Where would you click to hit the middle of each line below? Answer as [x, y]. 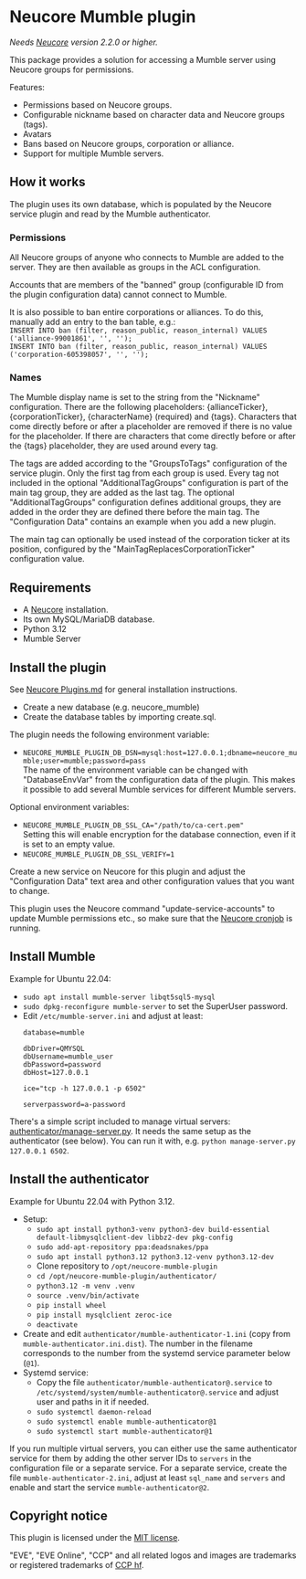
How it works [47, 182]
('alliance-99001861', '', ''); [71, 339]
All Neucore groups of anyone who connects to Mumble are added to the [147, 258]
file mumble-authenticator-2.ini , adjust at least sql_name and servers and [148, 1478]
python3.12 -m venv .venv [85, 1286]
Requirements [50, 588]
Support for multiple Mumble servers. [93, 153]
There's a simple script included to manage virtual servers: [120, 1121]
